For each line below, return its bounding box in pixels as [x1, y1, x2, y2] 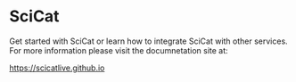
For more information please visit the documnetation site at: [9, 45, 229, 55]
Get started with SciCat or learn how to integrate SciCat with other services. [9, 36, 288, 46]
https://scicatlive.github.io [9, 62, 105, 73]
